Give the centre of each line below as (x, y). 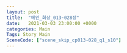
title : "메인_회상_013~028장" (43, 18)
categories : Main (28, 29)
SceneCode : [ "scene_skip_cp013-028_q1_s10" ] (64, 40)
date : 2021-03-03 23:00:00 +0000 (52, 23)
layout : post (23, 12)
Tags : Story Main (28, 35)
